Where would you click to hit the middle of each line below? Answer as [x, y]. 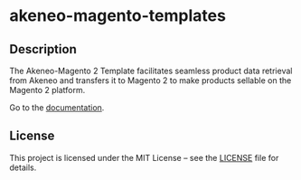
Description [43, 49]
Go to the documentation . [57, 108]
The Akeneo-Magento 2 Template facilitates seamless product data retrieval [151, 71]
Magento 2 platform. [47, 90]
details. [23, 167]
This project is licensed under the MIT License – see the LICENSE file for [144, 157]
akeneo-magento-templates [118, 16]
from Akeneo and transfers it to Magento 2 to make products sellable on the [150, 81]
